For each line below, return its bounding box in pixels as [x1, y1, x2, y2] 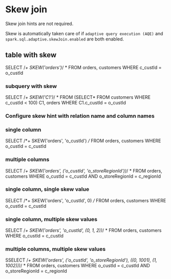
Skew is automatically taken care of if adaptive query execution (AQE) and [5, 30, 163, 36]
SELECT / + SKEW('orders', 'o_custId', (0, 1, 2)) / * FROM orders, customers [5, 227, 162, 233]
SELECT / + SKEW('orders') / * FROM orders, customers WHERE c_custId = [5, 64, 162, 70]
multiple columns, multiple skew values [5, 246, 106, 253]
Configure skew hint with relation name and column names [5, 112, 155, 119]
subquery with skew [5, 82, 57, 90]
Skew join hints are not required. [5, 20, 74, 27]
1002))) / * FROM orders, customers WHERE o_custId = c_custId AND [5, 263, 150, 269]
